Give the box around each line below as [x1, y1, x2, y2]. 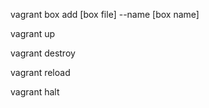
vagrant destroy [10, 47, 76, 59]
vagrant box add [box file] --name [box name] [10, 9, 200, 20]
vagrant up [10, 28, 56, 39]
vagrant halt [10, 86, 60, 98]
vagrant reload [10, 67, 71, 78]
